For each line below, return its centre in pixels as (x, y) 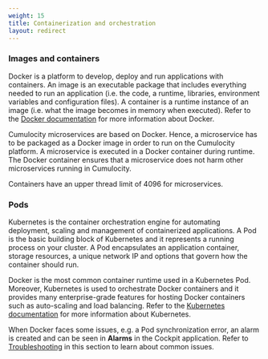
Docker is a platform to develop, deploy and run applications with (116, 76)
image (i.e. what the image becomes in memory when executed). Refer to (130, 110)
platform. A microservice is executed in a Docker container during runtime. (132, 151)
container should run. (44, 264)
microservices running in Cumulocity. (70, 168)
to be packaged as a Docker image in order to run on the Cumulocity (122, 143)
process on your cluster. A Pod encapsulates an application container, (124, 247)
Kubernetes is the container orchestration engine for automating (114, 222)
